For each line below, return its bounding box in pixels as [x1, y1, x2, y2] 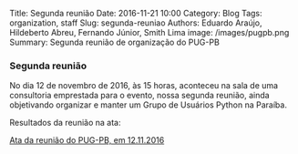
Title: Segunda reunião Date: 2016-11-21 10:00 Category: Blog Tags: [9, 8, 262, 18]
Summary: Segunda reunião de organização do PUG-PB [9, 36, 221, 47]
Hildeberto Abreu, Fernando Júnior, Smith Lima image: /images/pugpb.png [9, 27, 290, 37]
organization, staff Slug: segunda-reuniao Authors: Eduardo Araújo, [9, 17, 262, 28]
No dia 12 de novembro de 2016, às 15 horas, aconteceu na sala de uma [9, 80, 279, 91]
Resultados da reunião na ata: [9, 118, 121, 128]
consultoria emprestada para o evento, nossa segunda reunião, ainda [9, 90, 271, 101]
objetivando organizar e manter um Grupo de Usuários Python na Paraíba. [9, 99, 287, 110]
